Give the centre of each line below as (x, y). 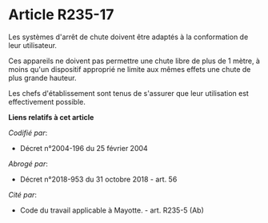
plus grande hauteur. (42, 78)
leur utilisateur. (33, 45)
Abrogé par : (28, 163)
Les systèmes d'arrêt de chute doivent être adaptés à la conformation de (128, 37)
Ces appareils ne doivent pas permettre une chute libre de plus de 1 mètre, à (134, 61)
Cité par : (23, 194)
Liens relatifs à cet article (51, 117)
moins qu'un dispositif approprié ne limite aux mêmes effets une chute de (130, 69)
